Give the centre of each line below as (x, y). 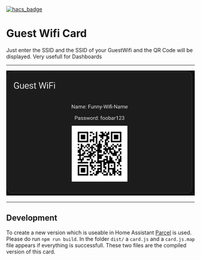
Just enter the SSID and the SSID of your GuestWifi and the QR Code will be (100, 50)
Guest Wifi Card (47, 34)
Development (32, 218)
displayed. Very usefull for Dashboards (54, 56)
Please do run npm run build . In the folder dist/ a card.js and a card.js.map (100, 239)
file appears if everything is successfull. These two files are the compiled (96, 245)
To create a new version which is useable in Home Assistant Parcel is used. (99, 232)
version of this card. (31, 252)
